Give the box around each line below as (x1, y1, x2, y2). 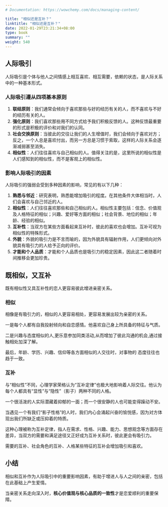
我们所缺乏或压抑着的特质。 (13, 415, 71, 421)
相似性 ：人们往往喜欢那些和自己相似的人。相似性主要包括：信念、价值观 (12, 205, 161, 211)
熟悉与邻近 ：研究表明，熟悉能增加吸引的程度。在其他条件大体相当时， (12, 192, 157, 198)
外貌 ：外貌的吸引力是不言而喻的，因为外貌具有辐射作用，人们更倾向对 (12, 236, 157, 242)
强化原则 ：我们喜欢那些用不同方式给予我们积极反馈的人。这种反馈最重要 (12, 118, 161, 124)
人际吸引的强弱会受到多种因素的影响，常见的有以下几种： (5, 182, 123, 188)
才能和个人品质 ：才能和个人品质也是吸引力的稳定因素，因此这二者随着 (12, 248, 157, 255)
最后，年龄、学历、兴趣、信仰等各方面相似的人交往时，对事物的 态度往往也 (5, 349, 160, 355)
